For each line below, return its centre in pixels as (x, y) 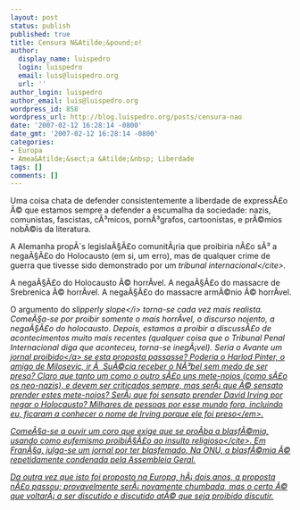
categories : (32, 142)
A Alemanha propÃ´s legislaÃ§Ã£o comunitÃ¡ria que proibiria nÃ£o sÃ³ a (144, 247)
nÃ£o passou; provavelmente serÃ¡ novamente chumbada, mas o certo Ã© (149, 487)
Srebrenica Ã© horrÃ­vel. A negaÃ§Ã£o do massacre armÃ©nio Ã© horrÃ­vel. (151, 292)
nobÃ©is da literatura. (51, 230)
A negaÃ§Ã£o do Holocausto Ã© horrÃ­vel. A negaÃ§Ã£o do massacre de (145, 283)
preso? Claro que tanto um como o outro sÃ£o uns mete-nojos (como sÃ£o (149, 376)
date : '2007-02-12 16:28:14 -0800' (76, 126)
